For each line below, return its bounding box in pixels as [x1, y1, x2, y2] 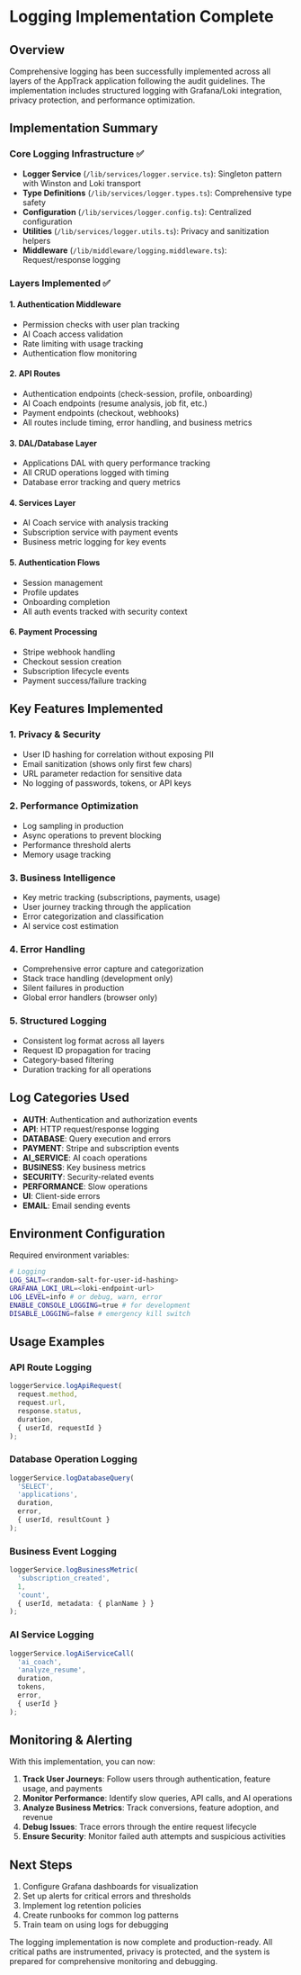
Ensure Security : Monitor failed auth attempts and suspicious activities [22, 1831, 286, 1842]
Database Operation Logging [9, 1453, 137, 1465]
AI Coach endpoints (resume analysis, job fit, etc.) [22, 398, 208, 409]
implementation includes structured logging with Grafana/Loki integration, [9, 86, 283, 95]
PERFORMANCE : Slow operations [22, 1181, 148, 1192]
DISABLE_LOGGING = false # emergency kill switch [9, 1309, 191, 1318]
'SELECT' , [17, 1482, 54, 1491]
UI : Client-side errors [22, 1190, 101, 1201]
